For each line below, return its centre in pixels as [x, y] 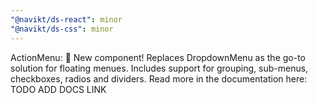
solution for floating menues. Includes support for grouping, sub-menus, [159, 68]
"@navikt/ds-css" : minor [62, 29]
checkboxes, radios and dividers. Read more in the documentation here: [159, 78]
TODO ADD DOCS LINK [58, 89]
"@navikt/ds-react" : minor [66, 19]
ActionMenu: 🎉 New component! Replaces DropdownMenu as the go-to [158, 57]
